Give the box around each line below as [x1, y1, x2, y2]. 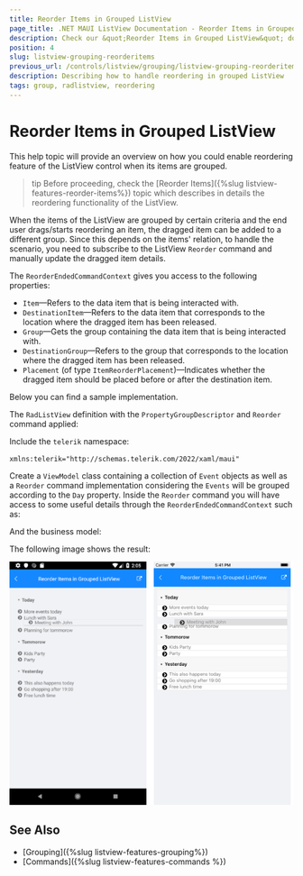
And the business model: [9, 525, 102, 536]
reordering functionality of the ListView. [31, 196, 179, 207]
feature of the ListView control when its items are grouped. [9, 160, 228, 171]
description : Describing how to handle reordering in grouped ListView [9, 72, 284, 81]
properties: [9, 279, 50, 290]
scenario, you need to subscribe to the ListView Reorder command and [9, 243, 272, 254]
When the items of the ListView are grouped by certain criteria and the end [9, 214, 287, 225]
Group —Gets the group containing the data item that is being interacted [22, 325, 287, 337]
